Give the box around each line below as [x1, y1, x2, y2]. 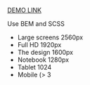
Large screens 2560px [17, 33, 83, 41]
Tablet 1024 [17, 63, 52, 71]
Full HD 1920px [17, 41, 62, 48]
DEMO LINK [7, 6, 42, 14]
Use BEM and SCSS [7, 20, 65, 27]
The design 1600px [17, 48, 74, 56]
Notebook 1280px [17, 55, 69, 64]
